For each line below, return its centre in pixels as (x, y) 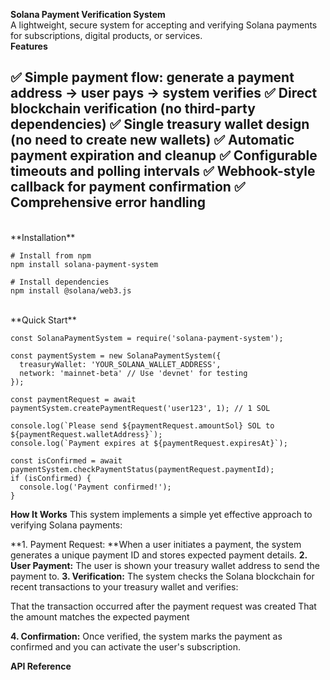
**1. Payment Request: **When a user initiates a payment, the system (156, 544)
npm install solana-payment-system (84, 264)
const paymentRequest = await (73, 399)
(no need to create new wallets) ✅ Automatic (152, 140)
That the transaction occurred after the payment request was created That (163, 606)
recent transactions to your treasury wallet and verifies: (124, 586)
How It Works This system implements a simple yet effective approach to (161, 514)
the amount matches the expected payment (100, 616)
